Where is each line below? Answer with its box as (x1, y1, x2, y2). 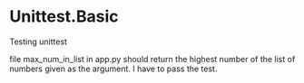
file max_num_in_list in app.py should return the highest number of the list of (9, 53, 296, 64)
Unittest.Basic (9, 6, 119, 27)
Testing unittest (9, 36, 68, 47)
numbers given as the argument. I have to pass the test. (9, 63, 218, 74)
